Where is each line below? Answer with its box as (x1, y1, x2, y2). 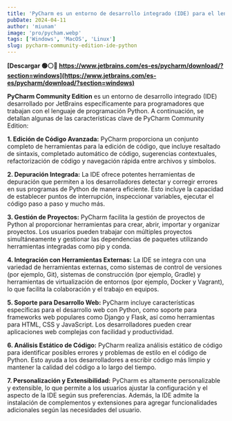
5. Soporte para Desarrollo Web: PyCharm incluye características (7, 298, 195, 306)
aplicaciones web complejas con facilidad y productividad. (7, 328, 174, 335)
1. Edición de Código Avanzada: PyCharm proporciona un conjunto (7, 135, 199, 143)
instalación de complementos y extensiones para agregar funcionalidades (7, 398, 217, 407)
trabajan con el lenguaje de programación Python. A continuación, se (7, 107, 204, 115)
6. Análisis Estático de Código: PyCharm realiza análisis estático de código (7, 341, 223, 349)
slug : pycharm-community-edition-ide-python (7, 42, 137, 49)
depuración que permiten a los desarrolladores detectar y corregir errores (7, 177, 218, 186)
